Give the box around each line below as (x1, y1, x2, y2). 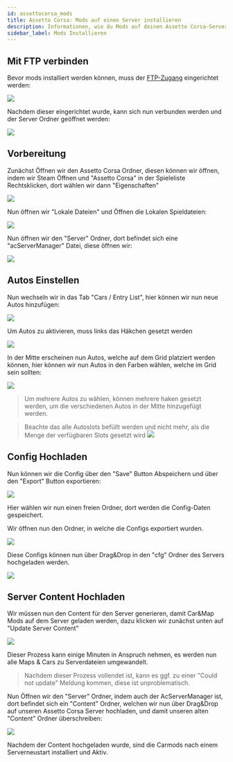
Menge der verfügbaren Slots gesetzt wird (24, 431, 146, 439)
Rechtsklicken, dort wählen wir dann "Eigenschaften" (7, 181, 159, 189)
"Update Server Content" (7, 624, 79, 632)
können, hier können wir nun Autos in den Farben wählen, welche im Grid (7, 360, 217, 369)
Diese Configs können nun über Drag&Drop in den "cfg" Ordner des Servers (7, 550, 225, 559)
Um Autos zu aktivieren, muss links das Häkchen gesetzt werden (7, 327, 193, 335)
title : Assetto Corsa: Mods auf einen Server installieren (7, 17, 182, 24)
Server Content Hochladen (7, 591, 126, 602)
